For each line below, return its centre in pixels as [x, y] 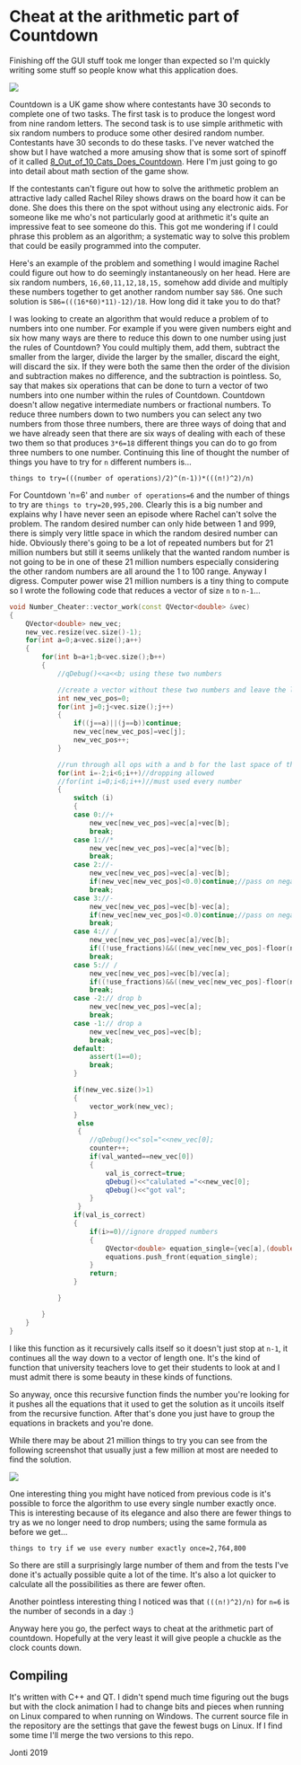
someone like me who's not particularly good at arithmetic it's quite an [139, 216]
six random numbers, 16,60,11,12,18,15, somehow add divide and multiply [149, 282]
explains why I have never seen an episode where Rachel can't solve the [143, 514]
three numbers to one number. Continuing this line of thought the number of [149, 452]
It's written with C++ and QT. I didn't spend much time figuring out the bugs [149, 1697]
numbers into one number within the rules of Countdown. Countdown [138, 395]
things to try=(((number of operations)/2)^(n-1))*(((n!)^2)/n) [132, 478]
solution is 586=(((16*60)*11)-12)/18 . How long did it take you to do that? [145, 301]
